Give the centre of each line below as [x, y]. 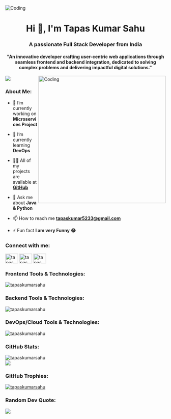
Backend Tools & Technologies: [45, 298]
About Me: [19, 92]
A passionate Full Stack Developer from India [85, 44]
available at [25, 182]
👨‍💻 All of [22, 160]
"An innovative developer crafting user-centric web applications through [85, 57]
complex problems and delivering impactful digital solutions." [85, 67]
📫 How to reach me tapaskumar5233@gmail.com [67, 218]
